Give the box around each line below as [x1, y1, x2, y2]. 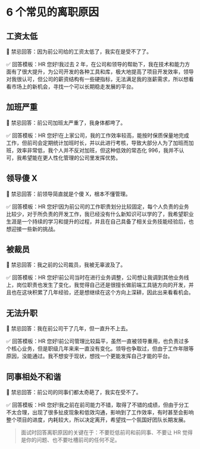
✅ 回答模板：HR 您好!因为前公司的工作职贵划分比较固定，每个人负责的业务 [6, 203, 189, 210]
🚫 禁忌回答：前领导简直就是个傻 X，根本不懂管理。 [6, 190, 131, 197]
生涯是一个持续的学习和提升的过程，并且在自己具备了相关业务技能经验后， [6, 218, 189, 225]
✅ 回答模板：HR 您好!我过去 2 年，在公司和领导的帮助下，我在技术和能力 [6, 61, 185, 67]
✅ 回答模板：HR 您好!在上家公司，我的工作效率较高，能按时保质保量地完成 [6, 132, 189, 139]
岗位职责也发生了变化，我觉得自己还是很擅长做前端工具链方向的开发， [16, 281, 189, 289]
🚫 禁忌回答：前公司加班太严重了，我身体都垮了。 [6, 119, 126, 126]
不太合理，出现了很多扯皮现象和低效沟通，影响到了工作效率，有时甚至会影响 [6, 409, 194, 416]
